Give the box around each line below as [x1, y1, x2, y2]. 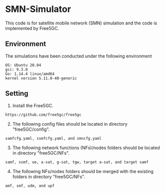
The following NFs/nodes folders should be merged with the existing [12, 168, 154, 174]
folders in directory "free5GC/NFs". [12, 174, 85, 180]
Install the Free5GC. [12, 102, 53, 108]
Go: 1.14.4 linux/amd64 [5, 71, 55, 76]
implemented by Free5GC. [5, 25, 59, 31]
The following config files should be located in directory [12, 121, 127, 127]
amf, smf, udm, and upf [5, 183, 55, 188]
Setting [5, 89, 28, 98]
